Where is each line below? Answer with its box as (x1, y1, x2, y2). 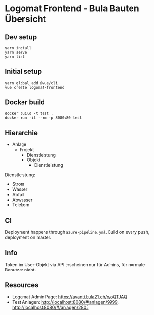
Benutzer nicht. (5, 267, 36, 273)
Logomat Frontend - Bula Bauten (5, 3, 139, 14)
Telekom (12, 202, 30, 208)
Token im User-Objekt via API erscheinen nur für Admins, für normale (5, 262, 145, 268)
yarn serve (5, 50, 27, 55)
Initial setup (5, 67, 42, 76)
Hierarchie (5, 129, 38, 137)
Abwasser (12, 197, 33, 203)
